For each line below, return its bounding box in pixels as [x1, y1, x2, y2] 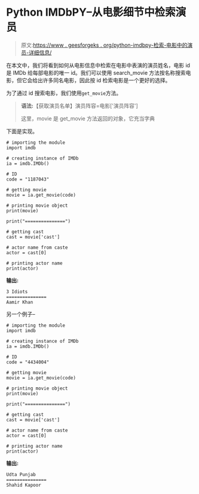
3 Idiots [6, 288, 28, 294]
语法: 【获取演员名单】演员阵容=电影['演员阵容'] [20, 102, 139, 109]
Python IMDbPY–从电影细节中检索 [6, 5, 176, 19]
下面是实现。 [6, 127, 38, 135]
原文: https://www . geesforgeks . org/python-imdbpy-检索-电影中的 [20, 41, 188, 49]
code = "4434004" [6, 359, 50, 365]
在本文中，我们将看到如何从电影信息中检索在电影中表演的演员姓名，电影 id [6, 61, 190, 69]
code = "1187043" [6, 176, 50, 182]
